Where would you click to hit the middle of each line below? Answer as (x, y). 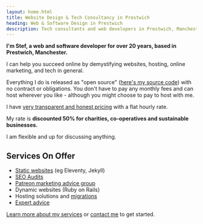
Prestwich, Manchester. (37, 53)
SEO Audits (29, 177)
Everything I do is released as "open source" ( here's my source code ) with (99, 82)
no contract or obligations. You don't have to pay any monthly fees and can (100, 89)
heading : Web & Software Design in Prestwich (64, 23)
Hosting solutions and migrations (56, 196)
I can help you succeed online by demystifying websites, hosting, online (96, 64)
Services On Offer (41, 156)
